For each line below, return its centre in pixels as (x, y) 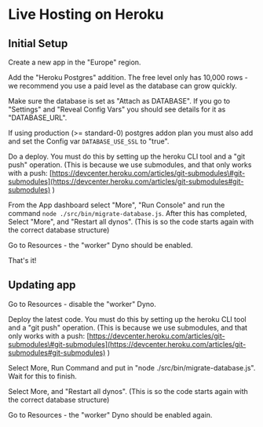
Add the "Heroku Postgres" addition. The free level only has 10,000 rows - (128, 77)
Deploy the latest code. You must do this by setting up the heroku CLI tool (127, 319)
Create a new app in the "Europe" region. (75, 62)
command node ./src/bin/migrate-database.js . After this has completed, (128, 213)
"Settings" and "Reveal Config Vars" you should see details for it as (117, 109)
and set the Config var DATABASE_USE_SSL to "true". (89, 141)
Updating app (42, 285)
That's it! (22, 260)
